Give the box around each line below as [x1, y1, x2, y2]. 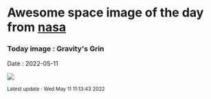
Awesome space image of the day [7, 5, 204, 21]
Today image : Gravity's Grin [7, 44, 104, 54]
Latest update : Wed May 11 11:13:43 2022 [7, 86, 105, 93]
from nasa [7, 19, 67, 35]
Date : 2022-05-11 [7, 60, 58, 68]
